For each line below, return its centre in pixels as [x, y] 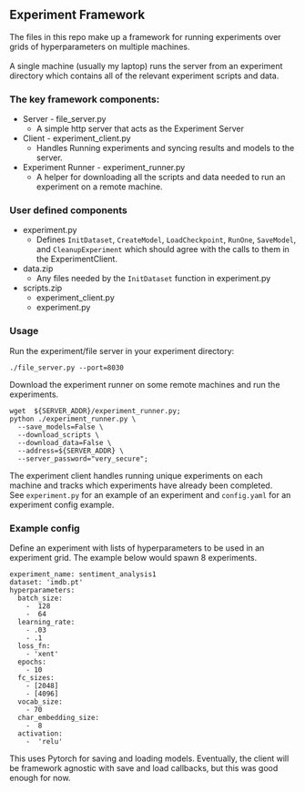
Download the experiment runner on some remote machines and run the [145, 384]
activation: [41, 734]
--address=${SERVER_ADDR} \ [71, 451]
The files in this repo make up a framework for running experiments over [145, 36]
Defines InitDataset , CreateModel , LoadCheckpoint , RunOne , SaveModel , [166, 239]
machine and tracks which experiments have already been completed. [141, 485]
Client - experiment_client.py [76, 138]
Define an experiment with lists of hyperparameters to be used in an [137, 548]
